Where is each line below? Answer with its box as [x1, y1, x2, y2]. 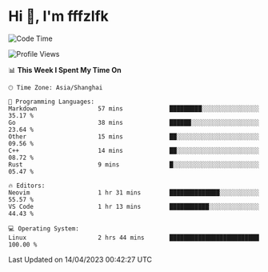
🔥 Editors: [8, 182, 46, 190]
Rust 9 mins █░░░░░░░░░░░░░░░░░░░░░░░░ [8, 160, 260, 169]
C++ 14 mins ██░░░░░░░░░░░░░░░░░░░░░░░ [8, 146, 260, 154]
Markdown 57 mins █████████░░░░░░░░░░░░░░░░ [8, 104, 260, 113]
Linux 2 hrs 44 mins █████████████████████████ [8, 234, 260, 242]
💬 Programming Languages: [8, 98, 94, 106]
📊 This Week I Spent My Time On [8, 65, 122, 74]
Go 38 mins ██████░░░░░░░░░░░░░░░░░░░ [8, 118, 260, 126]
